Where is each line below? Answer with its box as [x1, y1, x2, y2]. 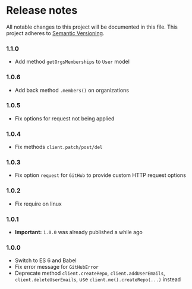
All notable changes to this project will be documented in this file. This [6, 23, 178, 30]
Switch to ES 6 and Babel [14, 257, 77, 264]
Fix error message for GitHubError [14, 263, 99, 271]
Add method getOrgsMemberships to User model [14, 58, 130, 66]
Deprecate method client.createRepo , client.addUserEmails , [14, 269, 165, 277]
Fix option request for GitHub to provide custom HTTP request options [14, 172, 186, 179]
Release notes [6, 4, 78, 17]
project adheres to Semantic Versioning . [6, 29, 105, 36]
